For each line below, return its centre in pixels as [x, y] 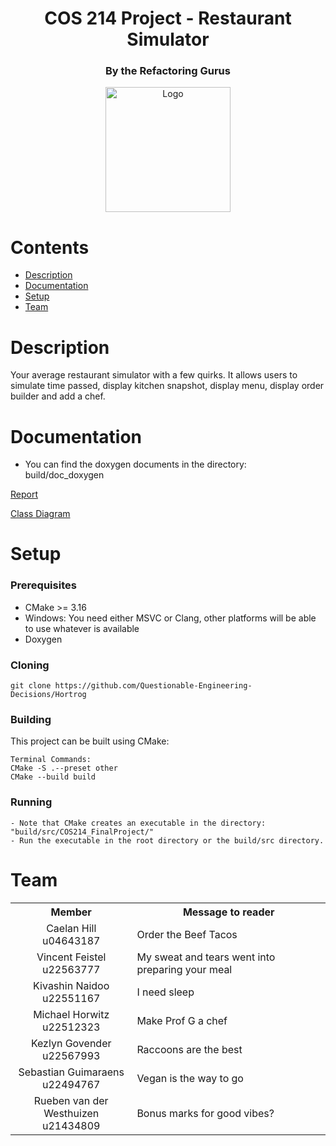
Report [24, 494]
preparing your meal [184, 969]
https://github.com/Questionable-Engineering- [153, 686]
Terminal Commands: [51, 760]
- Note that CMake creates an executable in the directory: [138, 823]
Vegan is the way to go [190, 1078]
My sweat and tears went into [206, 957]
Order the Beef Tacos [187, 934]
